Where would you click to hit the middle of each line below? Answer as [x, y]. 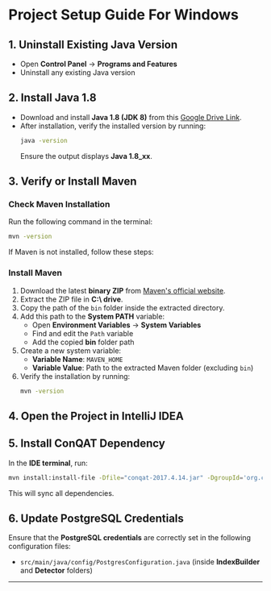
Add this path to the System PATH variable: [92, 316]
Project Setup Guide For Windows [124, 15]
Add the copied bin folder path [83, 342]
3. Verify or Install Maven [73, 182]
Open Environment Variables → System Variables [117, 325]
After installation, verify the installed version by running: [113, 126]
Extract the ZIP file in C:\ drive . [71, 299]
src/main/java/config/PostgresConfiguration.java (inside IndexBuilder [140, 562]
